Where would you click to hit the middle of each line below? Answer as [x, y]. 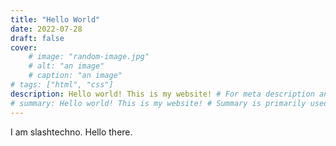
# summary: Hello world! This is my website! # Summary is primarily [158, 103]
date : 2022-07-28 [46, 29]
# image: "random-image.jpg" [89, 57]
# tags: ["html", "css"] [62, 85]
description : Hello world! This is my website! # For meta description [162, 94]
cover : [24, 47]
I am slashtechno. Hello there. [71, 132]
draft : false [37, 38]
